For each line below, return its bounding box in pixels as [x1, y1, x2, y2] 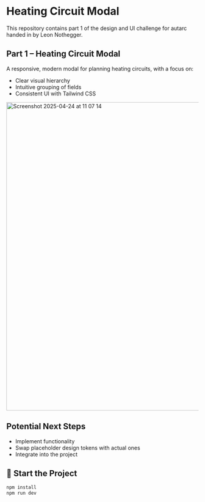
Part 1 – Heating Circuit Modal [6, 49, 121, 59]
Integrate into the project [15, 451, 78, 458]
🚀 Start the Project [6, 468, 77, 478]
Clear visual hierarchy [15, 76, 70, 84]
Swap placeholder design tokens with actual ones [15, 444, 140, 451]
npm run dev [6, 490, 37, 496]
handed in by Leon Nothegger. [6, 31, 83, 38]
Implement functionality [15, 437, 75, 445]
